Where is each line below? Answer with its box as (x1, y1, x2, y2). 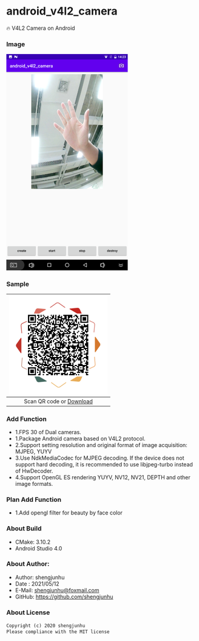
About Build (6, 524, 42, 533)
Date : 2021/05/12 (15, 580, 59, 587)
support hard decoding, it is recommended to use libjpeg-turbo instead (15, 460, 193, 468)
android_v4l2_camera (6, 4, 118, 18)
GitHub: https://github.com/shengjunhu (15, 593, 113, 600)
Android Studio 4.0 (15, 544, 62, 552)
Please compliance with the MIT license (6, 629, 110, 635)
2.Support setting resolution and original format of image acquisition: (15, 441, 188, 448)
